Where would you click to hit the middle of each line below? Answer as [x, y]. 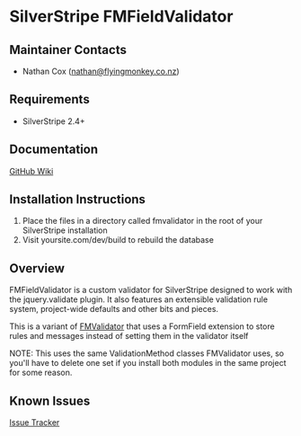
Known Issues [50, 400]
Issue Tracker [35, 423]
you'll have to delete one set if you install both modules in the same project [148, 363]
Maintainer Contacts [68, 50]
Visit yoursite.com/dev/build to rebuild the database [118, 240]
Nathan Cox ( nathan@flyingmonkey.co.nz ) [101, 71]
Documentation [54, 150]
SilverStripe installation [65, 230]
